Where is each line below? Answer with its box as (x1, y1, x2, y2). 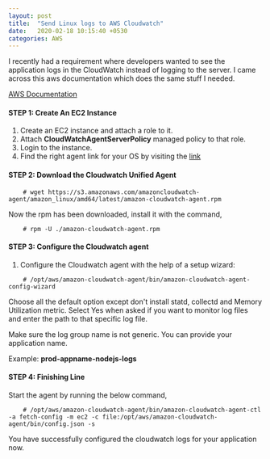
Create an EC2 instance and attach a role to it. (19, 126, 173, 136)
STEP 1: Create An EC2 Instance (8, 107, 117, 117)
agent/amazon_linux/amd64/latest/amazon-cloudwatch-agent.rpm (8, 195, 222, 203)
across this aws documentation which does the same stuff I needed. (8, 74, 235, 83)
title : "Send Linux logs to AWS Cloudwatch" (8, 19, 164, 27)
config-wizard (8, 282, 56, 291)
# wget (23, 187, 45, 196)
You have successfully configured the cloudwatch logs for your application (8, 434, 257, 444)
